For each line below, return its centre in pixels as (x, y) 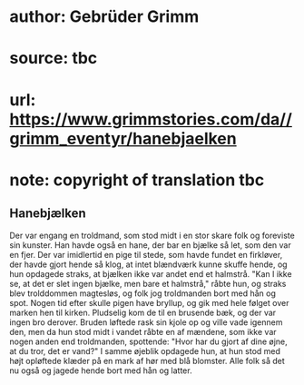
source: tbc (54, 59)
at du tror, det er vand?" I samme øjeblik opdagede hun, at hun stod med (145, 350)
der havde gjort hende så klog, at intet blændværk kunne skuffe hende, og (148, 264)
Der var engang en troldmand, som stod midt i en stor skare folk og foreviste (152, 235)
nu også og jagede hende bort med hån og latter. (101, 370)
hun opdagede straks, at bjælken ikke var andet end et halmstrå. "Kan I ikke (151, 273)
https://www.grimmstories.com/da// (151, 119)
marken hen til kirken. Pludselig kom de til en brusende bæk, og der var (143, 312)
